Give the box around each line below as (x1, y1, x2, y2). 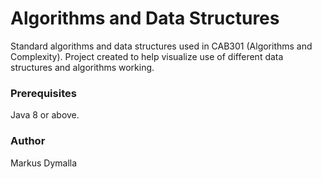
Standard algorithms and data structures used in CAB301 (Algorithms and (10, 40, 313, 52)
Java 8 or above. (10, 109, 80, 121)
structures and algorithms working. (10, 61, 155, 73)
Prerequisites (10, 86, 77, 100)
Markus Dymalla (10, 157, 78, 169)
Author (10, 134, 46, 148)
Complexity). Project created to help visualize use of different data (10, 50, 284, 62)
